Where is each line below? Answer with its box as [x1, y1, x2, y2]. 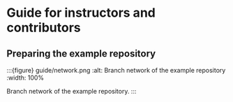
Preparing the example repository [6, 48, 156, 59]
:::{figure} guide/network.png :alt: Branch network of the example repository [6, 66, 226, 74]
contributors [6, 20, 81, 36]
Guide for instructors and [6, 5, 156, 21]
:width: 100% [6, 73, 45, 82]
